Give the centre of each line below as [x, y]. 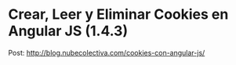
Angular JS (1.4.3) [68, 31]
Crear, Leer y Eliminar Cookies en [118, 14]
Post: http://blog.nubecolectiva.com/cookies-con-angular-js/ [107, 52]
